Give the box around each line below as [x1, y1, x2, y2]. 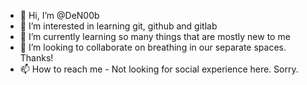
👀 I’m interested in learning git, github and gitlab [19, 20, 218, 32]
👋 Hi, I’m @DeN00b [19, 10, 100, 21]
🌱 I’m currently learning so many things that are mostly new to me [19, 31, 291, 42]
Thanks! [19, 52, 54, 64]
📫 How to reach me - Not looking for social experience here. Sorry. [19, 63, 299, 75]
